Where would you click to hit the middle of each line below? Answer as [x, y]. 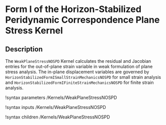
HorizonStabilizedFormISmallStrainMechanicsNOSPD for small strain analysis [83, 77]
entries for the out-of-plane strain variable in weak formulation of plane [79, 67]
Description [24, 49]
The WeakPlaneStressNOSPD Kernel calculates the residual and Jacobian [78, 61]
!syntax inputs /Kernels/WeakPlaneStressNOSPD [56, 107]
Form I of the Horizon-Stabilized [73, 9]
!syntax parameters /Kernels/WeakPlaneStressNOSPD [61, 97]
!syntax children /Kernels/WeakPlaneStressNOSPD [58, 117]
